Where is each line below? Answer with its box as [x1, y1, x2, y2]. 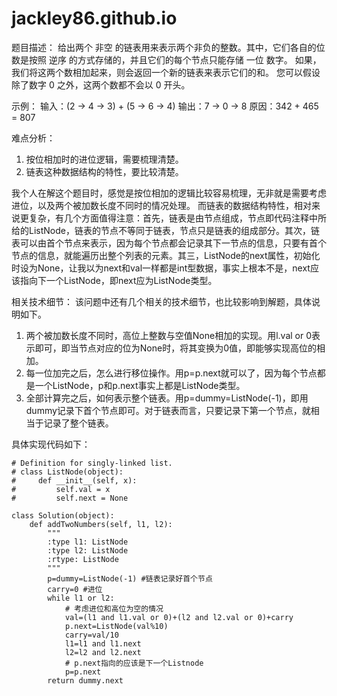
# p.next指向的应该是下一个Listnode [64, 658, 204, 668]
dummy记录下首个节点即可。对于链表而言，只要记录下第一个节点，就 [25, 404, 311, 416]
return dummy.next [47, 675, 124, 686]
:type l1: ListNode [47, 537, 129, 547]
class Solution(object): [11, 510, 115, 521]
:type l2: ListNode [47, 545, 129, 556]
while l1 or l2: [47, 593, 115, 603]
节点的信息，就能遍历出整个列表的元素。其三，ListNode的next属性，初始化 [11, 249, 321, 261]
